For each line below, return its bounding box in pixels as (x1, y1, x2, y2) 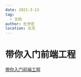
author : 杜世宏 (5, 21, 35, 26)
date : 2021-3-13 (5, 7, 39, 12)
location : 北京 (5, 26, 36, 31)
